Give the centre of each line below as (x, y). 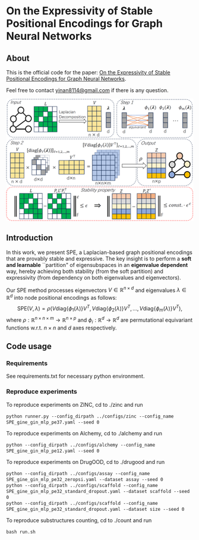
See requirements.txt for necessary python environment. (75, 376)
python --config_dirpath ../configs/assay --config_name (78, 473)
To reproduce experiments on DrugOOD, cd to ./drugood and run (86, 461)
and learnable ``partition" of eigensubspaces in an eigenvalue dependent (97, 265)
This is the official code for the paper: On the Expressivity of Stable (88, 72)
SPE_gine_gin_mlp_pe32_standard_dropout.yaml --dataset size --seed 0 (95, 509)
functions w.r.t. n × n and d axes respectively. (61, 328)
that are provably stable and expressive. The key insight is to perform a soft (99, 258)
